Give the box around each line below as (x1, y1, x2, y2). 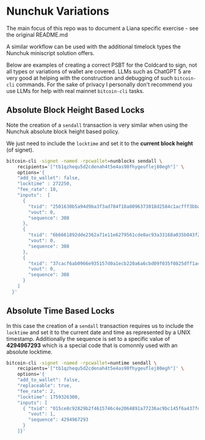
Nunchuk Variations (6, 4, 110, 18)
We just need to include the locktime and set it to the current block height (6, 140, 193, 147)
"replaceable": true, (17, 382, 72, 389)
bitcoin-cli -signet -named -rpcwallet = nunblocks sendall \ (6, 158, 163, 164)
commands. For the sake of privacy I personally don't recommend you (16, 81, 193, 88)
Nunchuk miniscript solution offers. (6, 49, 95, 56)
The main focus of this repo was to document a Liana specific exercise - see (6, 24, 199, 32)
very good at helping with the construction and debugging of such (6, 74, 173, 81)
